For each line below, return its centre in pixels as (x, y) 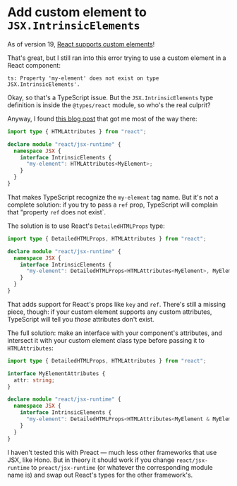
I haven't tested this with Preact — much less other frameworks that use (112, 452)
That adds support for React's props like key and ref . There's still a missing (116, 304)
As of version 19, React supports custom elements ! (81, 44)
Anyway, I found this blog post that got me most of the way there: (102, 119)
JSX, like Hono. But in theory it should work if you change (91, 460)
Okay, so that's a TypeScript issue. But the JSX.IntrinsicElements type (110, 97)
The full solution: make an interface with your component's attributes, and (115, 333)
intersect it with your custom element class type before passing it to (106, 340)
